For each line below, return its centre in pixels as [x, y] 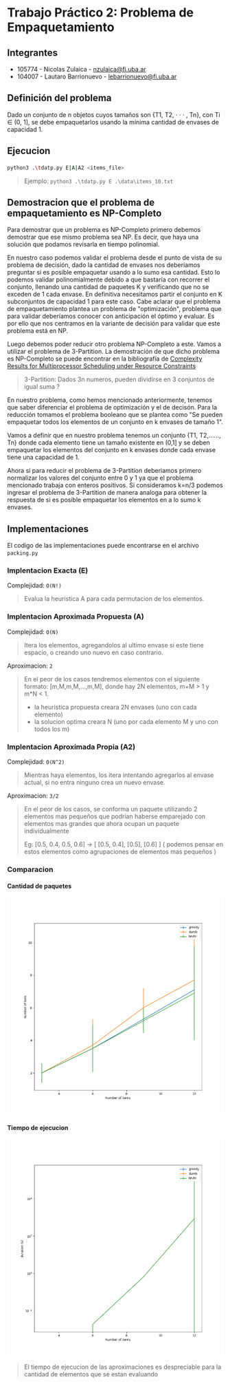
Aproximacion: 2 [30, 666]
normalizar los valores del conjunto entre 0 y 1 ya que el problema [100, 478]
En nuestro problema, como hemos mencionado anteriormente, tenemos [110, 400]
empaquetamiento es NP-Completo [84, 213]
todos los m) [52, 729]
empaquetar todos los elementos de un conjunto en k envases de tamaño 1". [115, 422]
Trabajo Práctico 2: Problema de [101, 13]
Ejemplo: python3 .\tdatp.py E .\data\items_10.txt [99, 181]
